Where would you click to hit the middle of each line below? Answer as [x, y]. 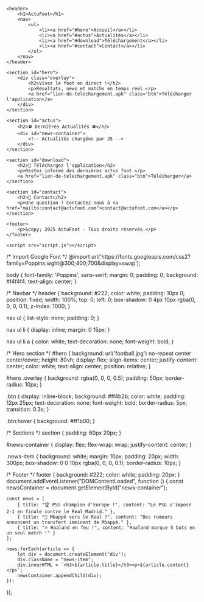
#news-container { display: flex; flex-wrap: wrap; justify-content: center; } [99, 445]
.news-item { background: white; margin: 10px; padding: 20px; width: [93, 456]
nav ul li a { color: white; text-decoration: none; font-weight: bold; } [90, 341]
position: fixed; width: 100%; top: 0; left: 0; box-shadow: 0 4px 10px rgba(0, [101, 299]
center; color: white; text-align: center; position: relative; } [79, 366]
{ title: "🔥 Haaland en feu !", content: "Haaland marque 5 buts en [106, 528]
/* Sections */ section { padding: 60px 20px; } [64, 433]
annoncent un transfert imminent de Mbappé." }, [69, 522]
